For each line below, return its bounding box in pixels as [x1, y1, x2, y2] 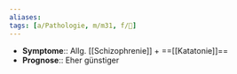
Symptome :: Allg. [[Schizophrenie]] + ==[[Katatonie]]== [21, 45, 229, 55]
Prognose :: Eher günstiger [21, 55, 120, 65]
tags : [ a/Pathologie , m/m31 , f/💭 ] [9, 21, 138, 30]
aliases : [9, 12, 42, 22]
